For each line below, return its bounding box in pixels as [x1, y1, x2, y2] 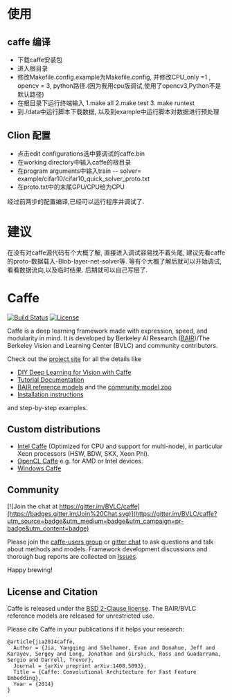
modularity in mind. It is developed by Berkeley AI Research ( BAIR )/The [7, 333, 210, 342]
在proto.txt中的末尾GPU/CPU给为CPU [17, 183, 125, 191]
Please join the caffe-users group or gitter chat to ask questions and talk [7, 537, 214, 546]
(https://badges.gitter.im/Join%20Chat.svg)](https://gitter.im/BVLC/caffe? [7, 510, 217, 518]
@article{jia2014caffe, [7, 638, 76, 645]
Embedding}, [7, 675, 42, 682]
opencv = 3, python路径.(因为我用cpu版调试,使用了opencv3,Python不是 [17, 82, 222, 90]
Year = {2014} [13, 681, 54, 688]
